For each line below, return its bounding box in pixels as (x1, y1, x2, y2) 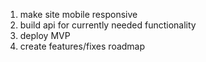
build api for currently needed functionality (19, 19, 197, 31)
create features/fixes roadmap (19, 40, 146, 52)
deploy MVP (19, 30, 71, 41)
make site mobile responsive (19, 9, 138, 20)
